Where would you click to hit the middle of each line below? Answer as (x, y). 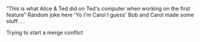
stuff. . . (16, 21)
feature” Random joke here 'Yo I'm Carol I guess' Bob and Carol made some (100, 15)
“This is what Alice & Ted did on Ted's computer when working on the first (98, 9)
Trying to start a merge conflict (45, 33)
